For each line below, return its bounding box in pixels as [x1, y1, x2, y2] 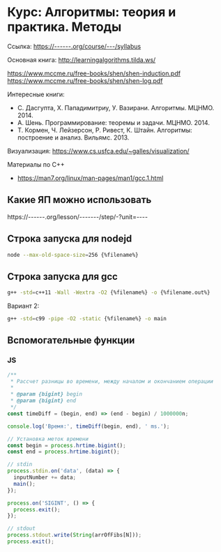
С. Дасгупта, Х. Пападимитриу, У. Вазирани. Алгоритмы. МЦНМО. [17, 103, 215, 112]
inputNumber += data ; [13, 474, 77, 482]
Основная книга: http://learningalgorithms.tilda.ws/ [7, 55, 156, 64]
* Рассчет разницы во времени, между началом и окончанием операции [10, 378, 214, 385]
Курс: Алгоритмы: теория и [7, 4, 176, 20]
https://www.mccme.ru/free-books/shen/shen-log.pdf [7, 76, 163, 84]
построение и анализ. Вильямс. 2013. [17, 133, 130, 142]
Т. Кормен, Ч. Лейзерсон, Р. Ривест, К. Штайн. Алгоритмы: [17, 126, 193, 134]
